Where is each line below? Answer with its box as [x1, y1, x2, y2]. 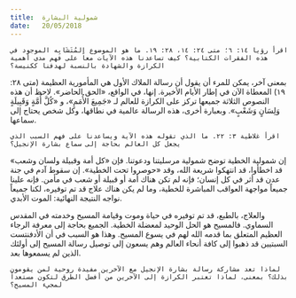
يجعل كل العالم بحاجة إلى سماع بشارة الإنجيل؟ [10, 139, 181, 148]
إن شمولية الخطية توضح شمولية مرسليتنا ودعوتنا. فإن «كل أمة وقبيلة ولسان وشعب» [10, 154, 287, 165]
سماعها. [10, 114, 37, 125]
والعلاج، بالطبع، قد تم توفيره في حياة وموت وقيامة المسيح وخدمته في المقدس [10, 209, 265, 220]
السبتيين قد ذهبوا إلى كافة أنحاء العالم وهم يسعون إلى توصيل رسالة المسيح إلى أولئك [10, 238, 288, 248]
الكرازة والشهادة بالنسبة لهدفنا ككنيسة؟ [10, 61, 166, 70]
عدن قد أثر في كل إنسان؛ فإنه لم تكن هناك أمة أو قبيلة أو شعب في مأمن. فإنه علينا [10, 174, 281, 184]
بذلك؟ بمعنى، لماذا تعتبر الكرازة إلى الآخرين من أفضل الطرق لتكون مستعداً [10, 272, 289, 281]
